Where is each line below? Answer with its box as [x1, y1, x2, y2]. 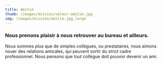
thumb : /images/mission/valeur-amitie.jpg [5, 12, 93, 16]
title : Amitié [5, 7, 34, 12]
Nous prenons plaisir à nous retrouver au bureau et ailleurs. [5, 32, 149, 39]
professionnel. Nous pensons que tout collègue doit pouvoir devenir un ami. [5, 53, 158, 59]
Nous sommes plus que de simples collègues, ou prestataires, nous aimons [5, 43, 157, 49]
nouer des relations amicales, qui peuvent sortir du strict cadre [5, 48, 132, 54]
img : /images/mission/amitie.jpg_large [5, 16, 86, 21]
